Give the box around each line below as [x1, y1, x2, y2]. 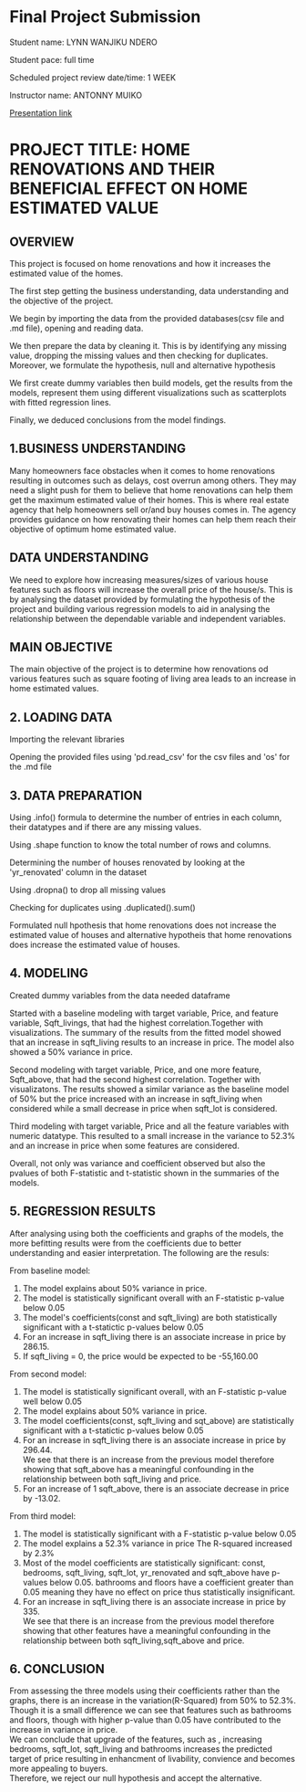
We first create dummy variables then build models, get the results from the [9, 377, 293, 388]
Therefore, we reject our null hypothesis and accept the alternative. [9, 1773, 262, 1784]
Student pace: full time [9, 54, 95, 65]
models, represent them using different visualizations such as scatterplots [9, 386, 287, 398]
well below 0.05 [22, 1396, 82, 1407]
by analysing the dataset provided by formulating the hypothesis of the [9, 594, 276, 605]
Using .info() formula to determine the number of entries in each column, [9, 812, 282, 823]
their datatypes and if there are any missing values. [9, 822, 202, 832]
